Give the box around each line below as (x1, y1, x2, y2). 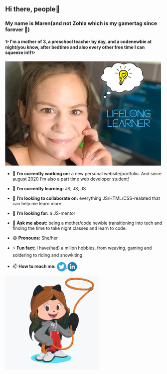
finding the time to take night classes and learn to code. (12, 225, 127, 231)
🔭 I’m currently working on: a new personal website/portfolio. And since (12, 170, 162, 176)
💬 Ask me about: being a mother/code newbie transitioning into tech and (12, 220, 163, 226)
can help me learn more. (12, 200, 63, 206)
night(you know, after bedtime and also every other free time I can (5, 44, 145, 50)
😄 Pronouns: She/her (12, 235, 58, 241)
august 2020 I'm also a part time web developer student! (12, 176, 129, 182)
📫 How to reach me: (12, 263, 56, 269)
